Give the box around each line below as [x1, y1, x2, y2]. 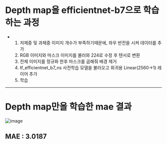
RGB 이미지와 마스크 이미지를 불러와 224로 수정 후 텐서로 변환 [19, 52, 140, 58]
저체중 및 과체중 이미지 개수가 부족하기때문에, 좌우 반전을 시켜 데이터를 [19, 39, 157, 45]
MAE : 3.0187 [5, 133, 47, 141]
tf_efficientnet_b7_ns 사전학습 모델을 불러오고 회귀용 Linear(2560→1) [19, 64, 157, 70]
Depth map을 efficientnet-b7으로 [5, 4, 142, 16]
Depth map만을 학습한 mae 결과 [5, 101, 132, 113]
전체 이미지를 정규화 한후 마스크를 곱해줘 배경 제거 [19, 58, 117, 64]
